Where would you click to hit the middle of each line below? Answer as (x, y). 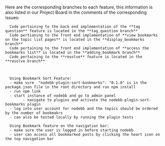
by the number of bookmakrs (34, 113)
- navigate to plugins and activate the (65, 100)
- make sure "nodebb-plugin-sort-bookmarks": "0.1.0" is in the (78, 83)
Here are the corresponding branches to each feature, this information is (79, 7)
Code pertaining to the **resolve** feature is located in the (76, 57)
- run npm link (25, 91)
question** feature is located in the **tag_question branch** (72, 31)
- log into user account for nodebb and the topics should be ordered (84, 109)
